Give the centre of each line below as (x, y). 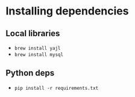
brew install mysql (39, 55)
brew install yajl (37, 48)
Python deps (30, 73)
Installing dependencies (67, 11)
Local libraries (33, 33)
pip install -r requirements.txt (56, 88)
